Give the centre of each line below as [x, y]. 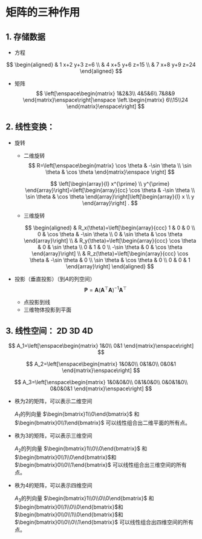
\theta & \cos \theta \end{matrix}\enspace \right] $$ [110, 172]
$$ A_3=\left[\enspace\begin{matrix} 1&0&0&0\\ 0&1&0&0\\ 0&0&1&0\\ [101, 382]
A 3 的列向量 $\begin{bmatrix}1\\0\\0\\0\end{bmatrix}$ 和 [84, 499]
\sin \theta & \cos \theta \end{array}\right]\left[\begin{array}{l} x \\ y [110, 196]
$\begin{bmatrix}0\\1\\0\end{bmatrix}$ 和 [65, 457]
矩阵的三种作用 [43, 12]
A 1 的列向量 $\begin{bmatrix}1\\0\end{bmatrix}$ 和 [77, 415]
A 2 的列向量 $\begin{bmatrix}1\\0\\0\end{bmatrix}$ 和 [81, 449]
